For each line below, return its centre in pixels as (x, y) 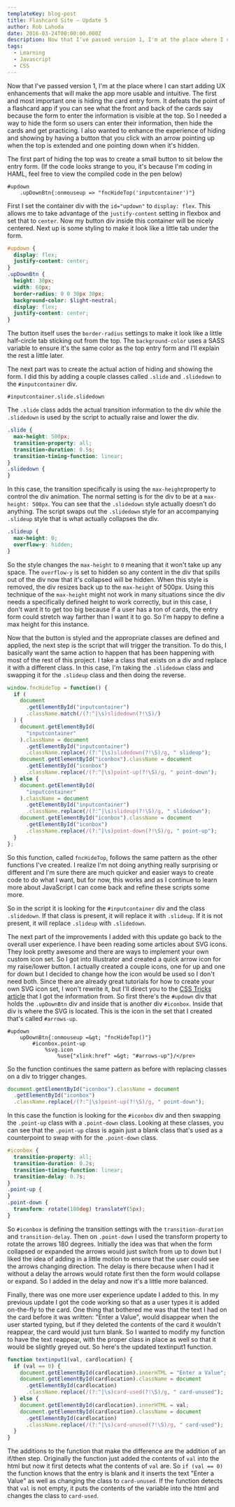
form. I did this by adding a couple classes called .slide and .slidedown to (114, 377)
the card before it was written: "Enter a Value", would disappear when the (113, 1317)
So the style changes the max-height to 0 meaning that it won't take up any (114, 564)
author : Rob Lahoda (36, 27)
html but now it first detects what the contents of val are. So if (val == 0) (115, 1466)
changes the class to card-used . (53, 1496)
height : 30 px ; (34, 281)
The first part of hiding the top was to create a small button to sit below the (115, 159)
